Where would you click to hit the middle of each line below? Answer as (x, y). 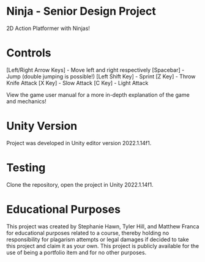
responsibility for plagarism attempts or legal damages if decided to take (98, 239)
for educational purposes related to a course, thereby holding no (88, 233)
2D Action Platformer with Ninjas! (48, 28)
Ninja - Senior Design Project (81, 11)
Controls (29, 53)
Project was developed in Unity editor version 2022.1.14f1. (79, 143)
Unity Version (42, 126)
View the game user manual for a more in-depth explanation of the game (98, 95)
